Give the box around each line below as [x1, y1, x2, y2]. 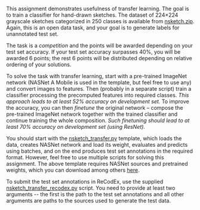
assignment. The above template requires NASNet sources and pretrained [6, 160, 188, 167]
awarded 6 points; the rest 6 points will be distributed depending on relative [6, 55, 193, 61]
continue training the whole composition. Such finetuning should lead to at [6, 117, 190, 124]
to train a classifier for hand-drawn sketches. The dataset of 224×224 [6, 11, 179, 18]
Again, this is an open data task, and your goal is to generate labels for [6, 24, 180, 31]
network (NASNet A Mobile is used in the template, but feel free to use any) [6, 79, 192, 86]
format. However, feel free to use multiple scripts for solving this [6, 154, 164, 160]
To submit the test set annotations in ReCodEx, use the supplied [6, 178, 164, 185]
